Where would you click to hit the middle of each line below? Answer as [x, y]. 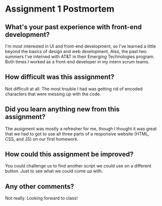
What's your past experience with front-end [73, 27]
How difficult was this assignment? [60, 77]
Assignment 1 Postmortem [60, 9]
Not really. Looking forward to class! [41, 198]
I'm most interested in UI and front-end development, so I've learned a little [81, 46]
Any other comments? [40, 186]
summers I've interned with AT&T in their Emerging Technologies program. [80, 56]
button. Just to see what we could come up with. [54, 171]
